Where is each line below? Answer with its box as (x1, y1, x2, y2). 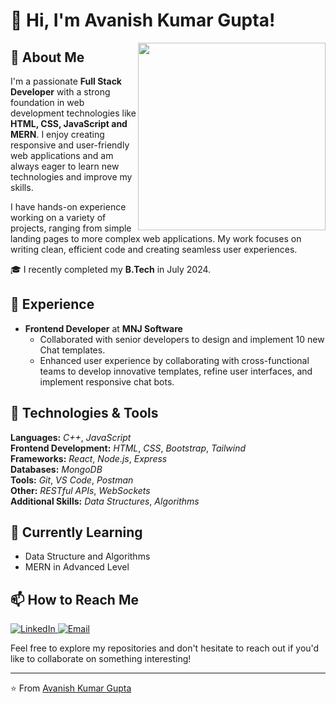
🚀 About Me (10, 49, 85, 66)
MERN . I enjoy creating (10, 129, 105, 140)
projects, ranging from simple (10, 222, 132, 234)
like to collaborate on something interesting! (10, 653, 192, 665)
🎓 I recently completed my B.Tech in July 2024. (10, 264, 212, 275)
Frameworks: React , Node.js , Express (10, 452, 168, 464)
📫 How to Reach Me (10, 591, 139, 608)
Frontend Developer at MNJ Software (24, 322, 183, 334)
